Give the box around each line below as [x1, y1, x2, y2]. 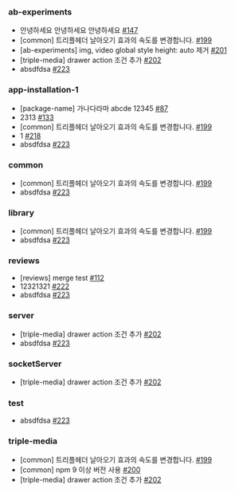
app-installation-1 [8, 85, 79, 96]
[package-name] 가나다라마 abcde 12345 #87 [19, 103, 169, 113]
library [8, 207, 34, 218]
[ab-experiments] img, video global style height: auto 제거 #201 [19, 45, 227, 55]
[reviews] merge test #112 [19, 274, 105, 283]
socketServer [8, 358, 62, 369]
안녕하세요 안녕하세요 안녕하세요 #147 [19, 26, 139, 35]
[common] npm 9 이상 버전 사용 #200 [19, 465, 141, 474]
